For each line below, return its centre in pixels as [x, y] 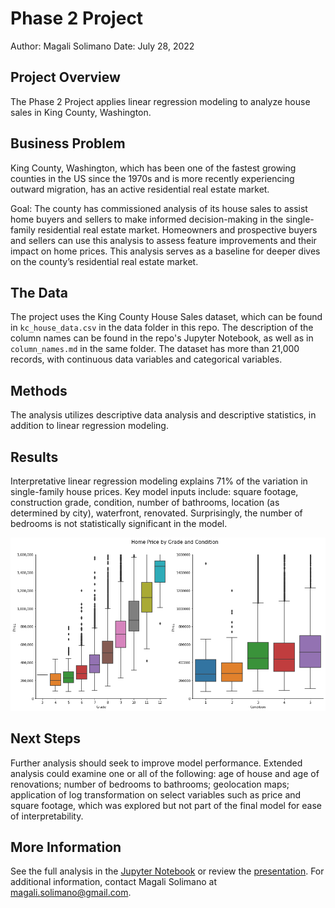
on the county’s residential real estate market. [104, 261]
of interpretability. [47, 816]
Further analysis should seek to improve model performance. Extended [156, 763]
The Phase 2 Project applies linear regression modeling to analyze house [160, 101]
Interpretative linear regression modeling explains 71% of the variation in [159, 481]
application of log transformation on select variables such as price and [156, 794]
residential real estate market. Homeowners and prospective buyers [177, 229]
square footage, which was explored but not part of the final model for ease [166, 805]
